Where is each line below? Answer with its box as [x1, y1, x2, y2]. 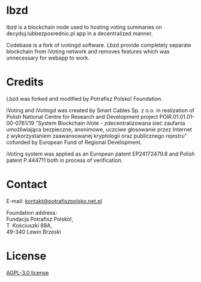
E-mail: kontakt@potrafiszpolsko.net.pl [6, 197, 102, 205]
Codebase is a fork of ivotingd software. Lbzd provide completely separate [6, 41, 191, 49]
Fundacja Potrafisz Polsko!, [6, 215, 74, 223]
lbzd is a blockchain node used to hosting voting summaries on [6, 23, 162, 31]
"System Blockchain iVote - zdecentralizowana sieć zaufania [35, 119, 185, 127]
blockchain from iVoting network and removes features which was [6, 47, 170, 55]
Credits [6, 76, 44, 89]
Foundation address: [6, 209, 57, 216]
